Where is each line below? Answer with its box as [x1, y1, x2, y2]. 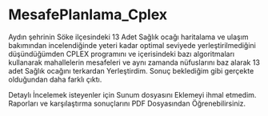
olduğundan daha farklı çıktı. [8, 74, 102, 84]
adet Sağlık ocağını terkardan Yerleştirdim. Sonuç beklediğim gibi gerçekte [8, 66, 254, 75]
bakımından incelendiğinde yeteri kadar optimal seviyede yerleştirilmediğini [8, 40, 256, 50]
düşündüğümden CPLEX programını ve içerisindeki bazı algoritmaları [8, 49, 234, 58]
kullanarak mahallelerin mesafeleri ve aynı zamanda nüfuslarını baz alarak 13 [8, 58, 260, 67]
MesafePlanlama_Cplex [8, 6, 168, 24]
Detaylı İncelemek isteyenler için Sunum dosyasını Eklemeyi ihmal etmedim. [8, 90, 257, 99]
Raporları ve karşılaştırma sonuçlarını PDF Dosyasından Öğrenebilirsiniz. [8, 98, 246, 108]
